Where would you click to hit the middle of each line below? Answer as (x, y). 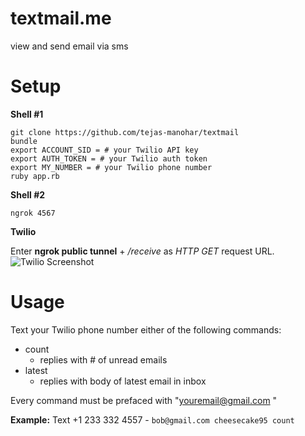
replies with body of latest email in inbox (123, 381)
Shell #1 (27, 114)
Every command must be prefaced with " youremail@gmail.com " (144, 400)
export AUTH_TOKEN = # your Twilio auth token (109, 158)
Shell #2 (28, 194)
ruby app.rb (35, 176)
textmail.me (61, 18)
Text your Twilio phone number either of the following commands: (146, 329)
